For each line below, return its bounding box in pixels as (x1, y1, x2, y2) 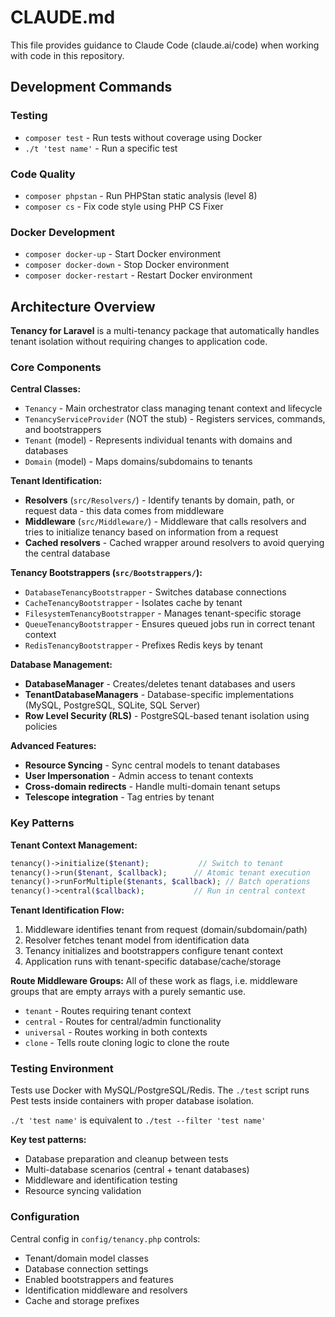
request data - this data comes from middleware (24, 505, 225, 517)
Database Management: (10, 659, 113, 671)
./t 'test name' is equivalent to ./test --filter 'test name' (10, 1114, 267, 1126)
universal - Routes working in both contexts (24, 1026, 208, 1038)
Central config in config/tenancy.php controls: (10, 1232, 201, 1245)
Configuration (10, 1210, 80, 1224)
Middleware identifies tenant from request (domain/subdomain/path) (24, 924, 308, 936)
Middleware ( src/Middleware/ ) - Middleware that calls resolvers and (24, 516, 307, 528)
